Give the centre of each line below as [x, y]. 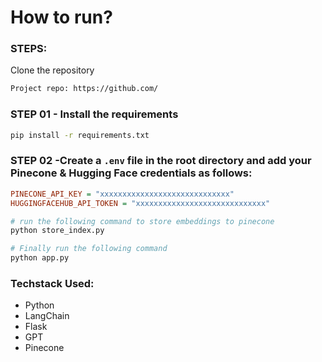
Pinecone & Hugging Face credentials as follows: [131, 173]
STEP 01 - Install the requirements [94, 114]
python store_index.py [57, 231]
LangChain [47, 316]
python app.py [40, 258]
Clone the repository [52, 70]
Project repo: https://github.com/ [84, 89]
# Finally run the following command [89, 249]
